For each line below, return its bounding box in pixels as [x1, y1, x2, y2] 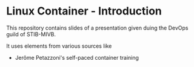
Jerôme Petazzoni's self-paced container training [15, 54, 139, 61]
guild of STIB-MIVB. [6, 30, 56, 37]
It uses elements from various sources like [6, 42, 112, 49]
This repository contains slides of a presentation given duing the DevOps [6, 24, 189, 31]
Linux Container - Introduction [6, 4, 162, 18]
